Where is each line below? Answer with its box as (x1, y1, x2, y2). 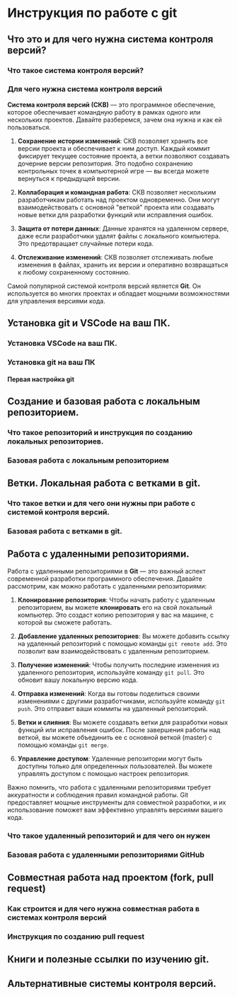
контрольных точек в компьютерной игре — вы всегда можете (17, 166, 209, 175)
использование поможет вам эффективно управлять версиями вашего (7, 805, 223, 814)
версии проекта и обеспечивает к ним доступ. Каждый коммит (17, 144, 211, 153)
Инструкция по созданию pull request (7, 932, 145, 942)
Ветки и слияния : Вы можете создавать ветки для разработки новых (17, 718, 229, 726)
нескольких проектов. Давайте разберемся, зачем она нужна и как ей (7, 115, 222, 124)
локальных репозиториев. (7, 436, 104, 446)
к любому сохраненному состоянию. (17, 267, 131, 277)
